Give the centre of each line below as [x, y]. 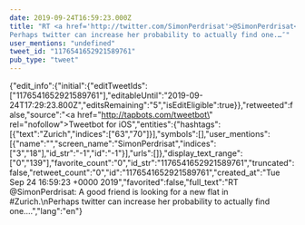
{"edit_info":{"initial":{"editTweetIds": [79, 86]
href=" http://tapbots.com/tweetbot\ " [145, 115]
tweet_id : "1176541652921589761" [73, 52]
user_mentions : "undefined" [63, 43]
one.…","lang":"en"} [46, 211]
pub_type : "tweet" [44, 60]
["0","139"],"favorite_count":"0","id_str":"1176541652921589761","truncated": [152, 163]
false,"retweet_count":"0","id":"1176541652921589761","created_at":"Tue [145, 172]
